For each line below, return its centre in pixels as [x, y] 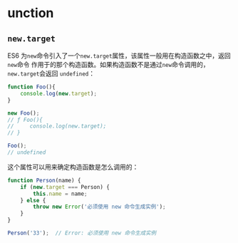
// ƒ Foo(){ [25, 120]
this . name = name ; [60, 194]
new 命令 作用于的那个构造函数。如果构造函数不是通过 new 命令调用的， [108, 64]
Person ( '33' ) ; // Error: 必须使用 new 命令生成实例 [82, 233]
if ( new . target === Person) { [65, 187]
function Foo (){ [31, 87]
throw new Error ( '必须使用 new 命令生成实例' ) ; [99, 207]
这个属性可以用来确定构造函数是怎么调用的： [73, 167]
